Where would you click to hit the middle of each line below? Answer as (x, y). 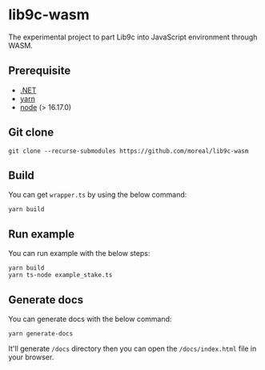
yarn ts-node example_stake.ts (60, 275)
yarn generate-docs (41, 334)
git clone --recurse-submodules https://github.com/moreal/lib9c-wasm (128, 151)
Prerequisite (40, 71)
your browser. (31, 357)
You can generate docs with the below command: (90, 319)
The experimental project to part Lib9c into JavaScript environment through (133, 37)
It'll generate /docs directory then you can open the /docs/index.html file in (132, 348)
